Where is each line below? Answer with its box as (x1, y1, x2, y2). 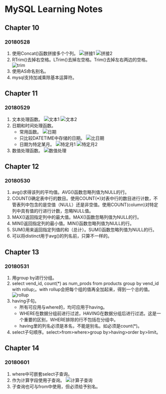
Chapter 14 (4, 344, 39, 352)
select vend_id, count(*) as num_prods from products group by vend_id (11, 280, 159, 286)
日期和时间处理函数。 (11, 122, 56, 128)
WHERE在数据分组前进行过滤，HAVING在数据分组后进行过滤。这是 (19, 310, 157, 316)
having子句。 (11, 297, 39, 303)
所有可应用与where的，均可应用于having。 (19, 304, 108, 310)
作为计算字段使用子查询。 (11, 377, 65, 383)
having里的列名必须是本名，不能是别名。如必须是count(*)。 (19, 322, 143, 328)
